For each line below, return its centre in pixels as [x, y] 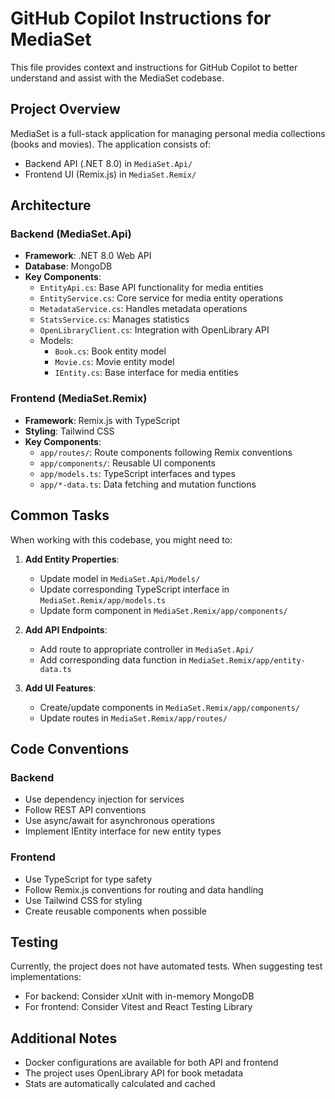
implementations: [46, 977]
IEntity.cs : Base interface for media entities [146, 373]
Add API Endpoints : [66, 629]
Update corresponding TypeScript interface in [134, 589]
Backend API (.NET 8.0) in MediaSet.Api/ [108, 163]
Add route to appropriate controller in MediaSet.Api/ [147, 649]
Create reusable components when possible [116, 911]
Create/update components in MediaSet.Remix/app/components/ [169, 707]
